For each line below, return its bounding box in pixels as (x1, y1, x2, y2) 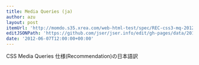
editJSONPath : (6, 30, 41, 36)
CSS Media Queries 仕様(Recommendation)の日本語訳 (6, 53, 138, 59)
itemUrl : (6, 25, 28, 31)
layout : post (6, 19, 38, 25)
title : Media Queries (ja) (6, 8, 73, 15)
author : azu (6, 14, 36, 20)
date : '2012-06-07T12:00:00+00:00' (6, 36, 94, 42)
